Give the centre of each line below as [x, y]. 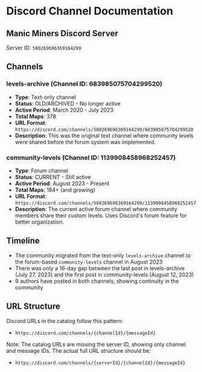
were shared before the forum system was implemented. [85, 142]
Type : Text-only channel [46, 97]
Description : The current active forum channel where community [96, 209]
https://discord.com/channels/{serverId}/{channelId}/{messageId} [100, 363]
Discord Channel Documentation [90, 11]
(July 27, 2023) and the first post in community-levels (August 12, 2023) [104, 274]
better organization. [39, 222]
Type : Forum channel [41, 171]
